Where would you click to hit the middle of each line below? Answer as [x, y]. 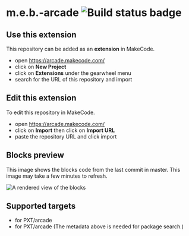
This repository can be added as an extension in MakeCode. [81, 49]
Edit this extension [41, 98]
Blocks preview [35, 155]
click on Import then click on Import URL [65, 130]
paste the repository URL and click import [66, 136]
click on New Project [40, 67]
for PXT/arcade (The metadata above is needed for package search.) [99, 226]
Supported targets [41, 206]
